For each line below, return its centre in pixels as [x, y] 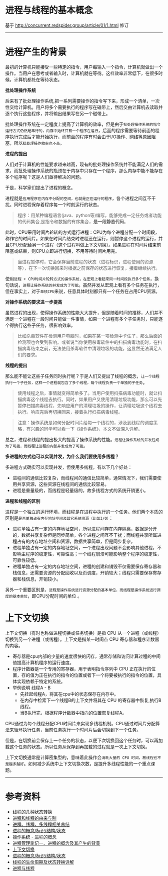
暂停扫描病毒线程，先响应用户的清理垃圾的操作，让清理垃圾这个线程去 [90, 406]
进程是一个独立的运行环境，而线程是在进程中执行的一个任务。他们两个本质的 [84, 512]
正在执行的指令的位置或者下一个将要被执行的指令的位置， [98, 675]
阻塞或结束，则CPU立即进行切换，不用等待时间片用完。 [62, 251]
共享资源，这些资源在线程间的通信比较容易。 [63, 484]
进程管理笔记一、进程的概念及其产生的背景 [56, 843]
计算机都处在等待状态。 [38, 79]
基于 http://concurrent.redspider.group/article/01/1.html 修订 [67, 25]
